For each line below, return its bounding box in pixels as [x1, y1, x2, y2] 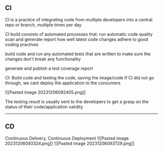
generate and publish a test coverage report [5, 65, 93, 71]
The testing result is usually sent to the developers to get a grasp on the [5, 99, 149, 105]
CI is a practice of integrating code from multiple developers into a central [5, 16, 153, 22]
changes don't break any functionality [5, 56, 81, 62]
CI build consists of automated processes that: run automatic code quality [5, 31, 153, 37]
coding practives [5, 41, 39, 47]
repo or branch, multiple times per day [5, 22, 81, 28]
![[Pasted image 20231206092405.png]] [5, 89, 86, 95]
